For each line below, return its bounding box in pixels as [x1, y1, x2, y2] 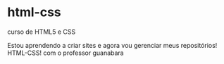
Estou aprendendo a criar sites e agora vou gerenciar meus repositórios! [7, 41, 218, 49]
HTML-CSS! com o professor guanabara [7, 49, 125, 57]
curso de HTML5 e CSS [7, 27, 76, 36]
